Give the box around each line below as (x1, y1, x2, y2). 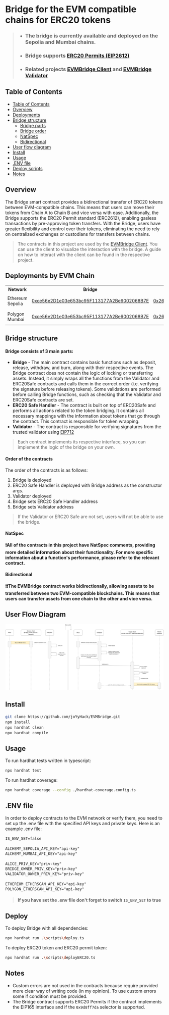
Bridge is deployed (12, 477, 52, 483)
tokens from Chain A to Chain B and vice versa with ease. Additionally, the (5, 210, 159, 216)
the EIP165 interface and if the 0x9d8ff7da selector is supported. (12, 1004, 145, 1010)
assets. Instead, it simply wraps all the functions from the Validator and (12, 375, 160, 382)
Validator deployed (12, 493, 52, 499)
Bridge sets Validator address (12, 503, 74, 510)
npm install (5, 720, 30, 725)
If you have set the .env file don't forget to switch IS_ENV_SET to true (17, 897, 161, 903)
